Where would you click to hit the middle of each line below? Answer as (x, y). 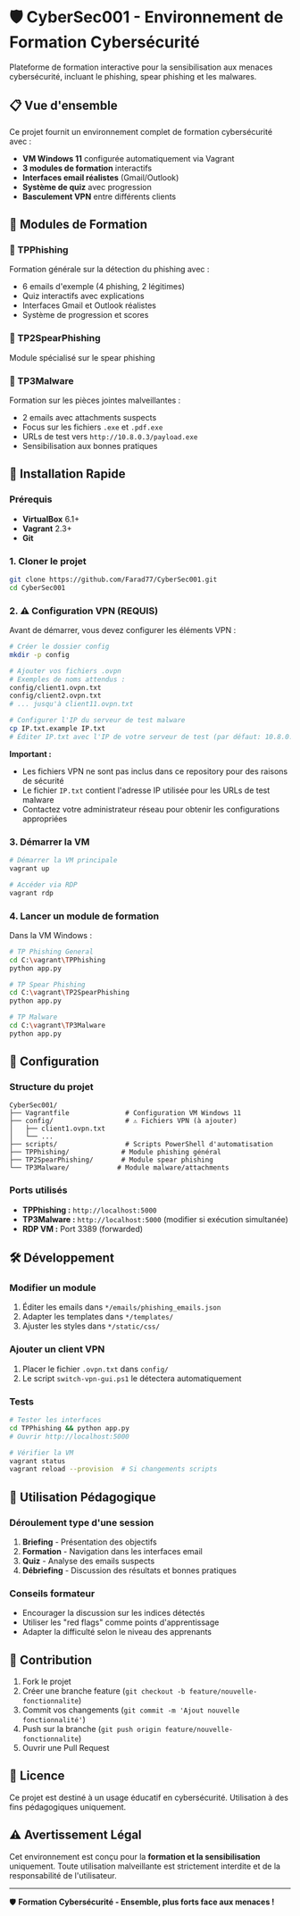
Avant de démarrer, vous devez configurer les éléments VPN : (123, 630)
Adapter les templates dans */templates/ (98, 1317)
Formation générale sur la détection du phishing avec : (109, 270)
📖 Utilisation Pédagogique (83, 1497)
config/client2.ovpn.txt (55, 696)
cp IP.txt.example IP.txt (57, 729)
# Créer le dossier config (59, 647)
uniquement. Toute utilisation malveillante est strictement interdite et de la (145, 1866)
